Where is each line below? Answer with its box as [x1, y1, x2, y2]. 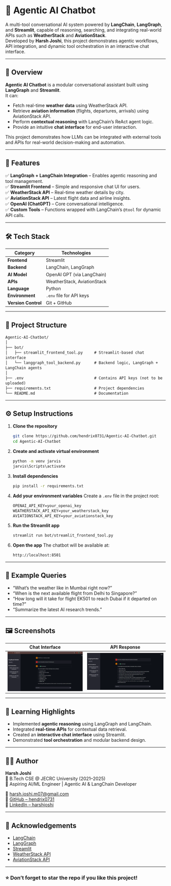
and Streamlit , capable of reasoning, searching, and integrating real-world [5, 26, 162, 33]
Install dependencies [12, 473, 59, 479]
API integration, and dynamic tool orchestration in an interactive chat [5, 43, 149, 49]
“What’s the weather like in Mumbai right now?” [12, 584, 112, 590]
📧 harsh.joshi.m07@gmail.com [5, 791, 69, 797]
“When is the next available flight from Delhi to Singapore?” [12, 590, 137, 596]
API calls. [5, 212, 25, 218]
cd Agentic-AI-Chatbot [12, 439, 61, 444]
